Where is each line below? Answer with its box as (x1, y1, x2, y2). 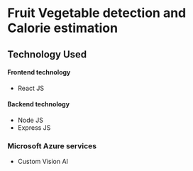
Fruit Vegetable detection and (7, 5, 187, 21)
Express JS (17, 123, 51, 132)
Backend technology (7, 100, 70, 109)
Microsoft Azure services (7, 140, 97, 150)
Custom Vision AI (17, 158, 69, 166)
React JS (17, 84, 45, 92)
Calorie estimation (7, 20, 118, 36)
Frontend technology (7, 68, 71, 77)
